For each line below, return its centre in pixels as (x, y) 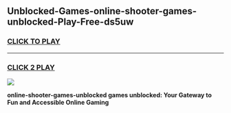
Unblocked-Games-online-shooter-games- (102, 11)
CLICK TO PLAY (34, 42)
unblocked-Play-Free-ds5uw (70, 22)
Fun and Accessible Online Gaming (58, 102)
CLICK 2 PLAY (31, 67)
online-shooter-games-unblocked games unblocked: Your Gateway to (109, 95)
